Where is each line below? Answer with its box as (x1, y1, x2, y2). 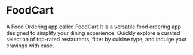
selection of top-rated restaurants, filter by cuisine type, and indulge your (6, 35, 187, 43)
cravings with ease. (6, 42, 54, 49)
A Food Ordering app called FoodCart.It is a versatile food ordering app (6, 23, 181, 30)
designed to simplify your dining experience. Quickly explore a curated (6, 29, 180, 36)
